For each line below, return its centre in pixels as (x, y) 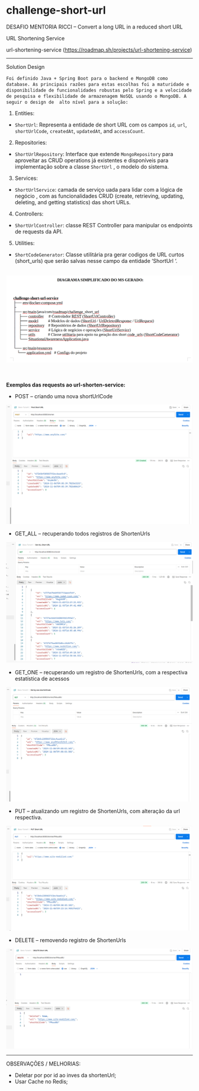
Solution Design (25, 66)
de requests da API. (39, 231)
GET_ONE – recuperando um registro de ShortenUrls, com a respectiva (101, 672)
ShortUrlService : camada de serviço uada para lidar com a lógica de (99, 189)
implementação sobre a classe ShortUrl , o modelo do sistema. (92, 166)
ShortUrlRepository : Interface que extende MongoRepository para (94, 154)
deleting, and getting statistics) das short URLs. (73, 202)
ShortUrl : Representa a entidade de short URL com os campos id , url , (101, 125)
